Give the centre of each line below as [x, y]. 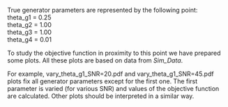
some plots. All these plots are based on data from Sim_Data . [95, 60]
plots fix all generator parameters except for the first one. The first [102, 81]
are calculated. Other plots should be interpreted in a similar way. [101, 96]
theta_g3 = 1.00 [30, 32]
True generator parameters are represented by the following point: [102, 10]
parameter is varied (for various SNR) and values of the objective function [113, 89]
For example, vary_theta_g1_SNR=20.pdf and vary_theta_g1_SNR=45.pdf [111, 74]
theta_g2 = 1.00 [30, 25]
